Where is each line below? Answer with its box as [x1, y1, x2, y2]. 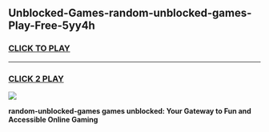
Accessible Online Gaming [8, 114, 98, 124]
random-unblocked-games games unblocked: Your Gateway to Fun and [8, 106, 252, 115]
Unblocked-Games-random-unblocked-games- [8, 6, 252, 20]
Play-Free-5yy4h [8, 19, 96, 33]
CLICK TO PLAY [8, 43, 70, 54]
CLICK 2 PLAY [8, 73, 64, 84]
